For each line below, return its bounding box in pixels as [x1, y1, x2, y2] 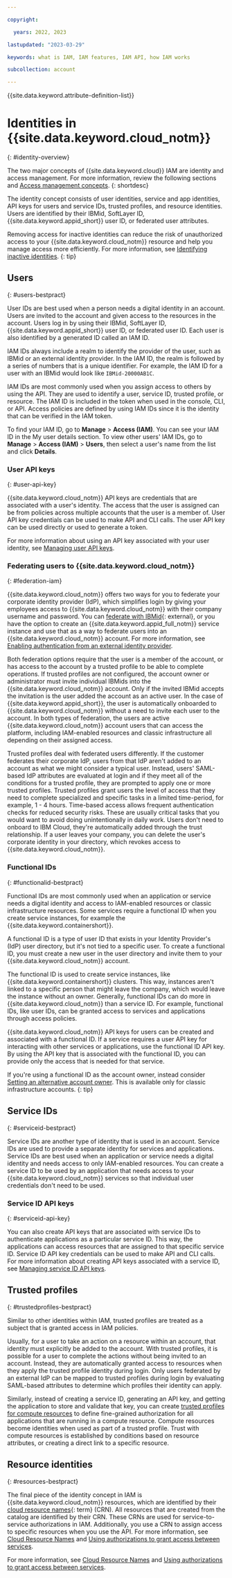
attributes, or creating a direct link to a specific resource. [7, 1438, 170, 1447]
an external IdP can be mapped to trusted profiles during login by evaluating [7, 1374, 224, 1382]
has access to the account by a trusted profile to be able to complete [7, 663, 204, 671]
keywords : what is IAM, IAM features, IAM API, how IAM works [7, 53, 190, 61]
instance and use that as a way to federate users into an [7, 627, 168, 636]
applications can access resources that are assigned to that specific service [7, 1242, 224, 1250]
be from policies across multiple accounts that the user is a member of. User [7, 508, 226, 517]
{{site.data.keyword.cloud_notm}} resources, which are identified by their [7, 1498, 217, 1506]
